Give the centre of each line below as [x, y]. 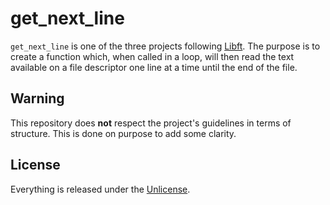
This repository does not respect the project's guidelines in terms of [151, 123]
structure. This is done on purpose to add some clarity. [123, 133]
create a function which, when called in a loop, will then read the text [152, 56]
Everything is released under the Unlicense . [100, 189]
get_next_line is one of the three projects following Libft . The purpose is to [165, 46]
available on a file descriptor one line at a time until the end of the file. [154, 67]
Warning [37, 98]
